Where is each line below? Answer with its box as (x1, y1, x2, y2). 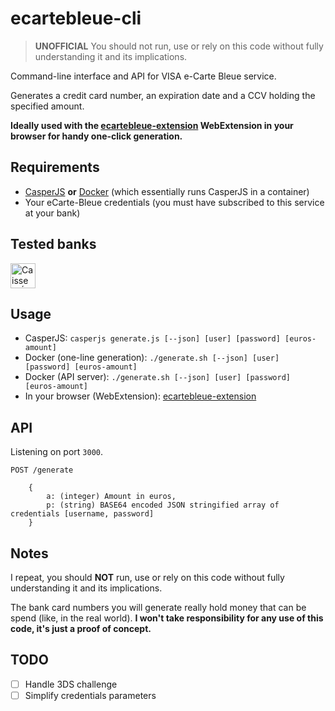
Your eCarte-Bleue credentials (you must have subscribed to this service (24, 196, 325, 208)
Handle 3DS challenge (24, 678, 118, 690)
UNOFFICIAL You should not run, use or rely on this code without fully (34, 40, 324, 52)
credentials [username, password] (10, 509, 155, 519)
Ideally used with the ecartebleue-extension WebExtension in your (10, 119, 294, 131)
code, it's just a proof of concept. (10, 623, 152, 634)
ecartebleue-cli (10, 7, 142, 30)
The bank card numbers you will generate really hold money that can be (10, 602, 307, 613)
